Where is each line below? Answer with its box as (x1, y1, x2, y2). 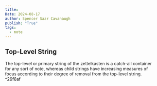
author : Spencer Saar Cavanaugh (5, 16, 70, 21)
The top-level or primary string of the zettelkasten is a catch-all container (5, 60, 152, 66)
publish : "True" (5, 20, 38, 26)
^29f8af (5, 76, 21, 82)
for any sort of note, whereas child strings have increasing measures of (5, 66, 148, 71)
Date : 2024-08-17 (5, 12, 40, 17)
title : (5, 7, 18, 12)
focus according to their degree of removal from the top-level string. (5, 71, 142, 77)
